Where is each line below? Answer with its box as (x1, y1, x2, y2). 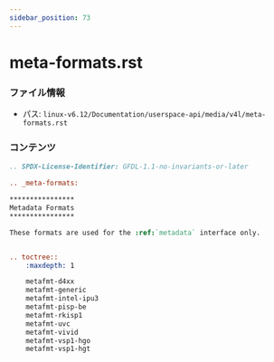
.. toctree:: (9, 252, 59, 262)
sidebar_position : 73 (9, 13, 91, 23)
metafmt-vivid (25, 328, 79, 337)
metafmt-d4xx (25, 277, 75, 286)
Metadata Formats (9, 204, 75, 213)
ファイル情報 (9, 86, 66, 99)
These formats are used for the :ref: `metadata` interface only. (9, 228, 260, 237)
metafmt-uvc (25, 319, 71, 329)
